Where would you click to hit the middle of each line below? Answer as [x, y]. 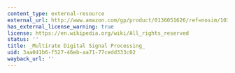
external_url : [28, 20]
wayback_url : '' [31, 59]
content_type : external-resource [56, 14]
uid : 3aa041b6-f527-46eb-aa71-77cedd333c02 [72, 53]
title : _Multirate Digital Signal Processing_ [76, 46]
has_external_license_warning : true [60, 26]
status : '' [23, 40]
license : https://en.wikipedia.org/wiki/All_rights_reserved [98, 33]
